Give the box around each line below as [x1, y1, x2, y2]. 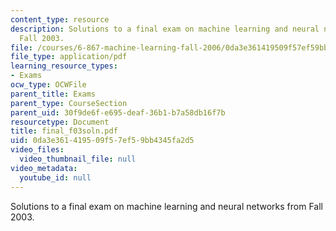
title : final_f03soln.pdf [10, 126, 118, 136]
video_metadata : [10, 163, 78, 173]
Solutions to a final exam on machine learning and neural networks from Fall [10, 200, 323, 212]
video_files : [10, 145, 65, 155]
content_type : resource [10, 14, 110, 25]
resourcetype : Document [10, 117, 110, 127]
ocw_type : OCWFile [10, 80, 87, 90]
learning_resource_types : [10, 61, 118, 71]
